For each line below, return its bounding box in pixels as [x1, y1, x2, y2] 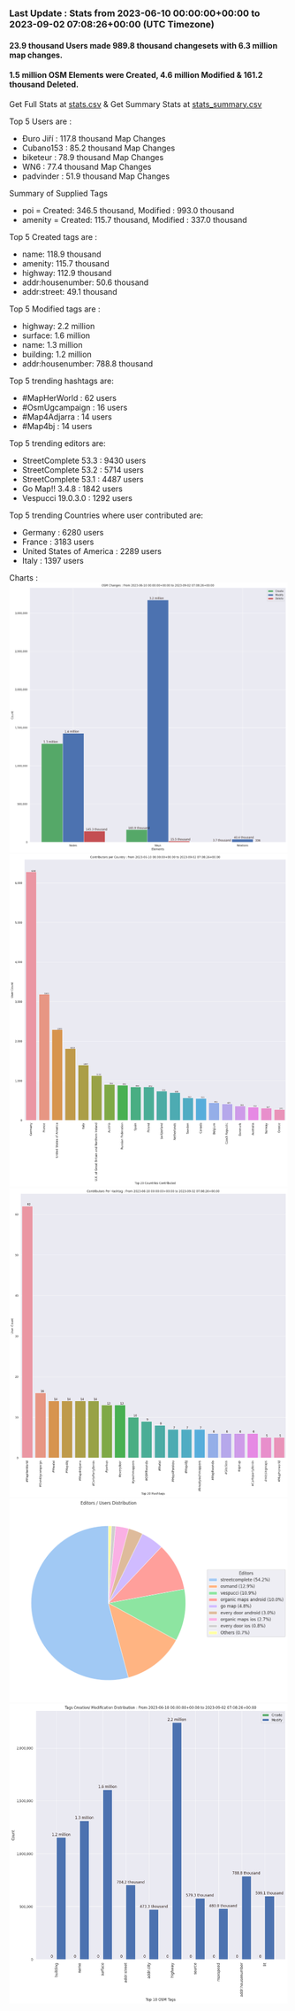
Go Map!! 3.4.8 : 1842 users [21, 483, 124, 494]
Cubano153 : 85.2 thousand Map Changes [21, 143, 176, 153]
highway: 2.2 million [21, 320, 95, 331]
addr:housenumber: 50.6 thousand [21, 277, 149, 288]
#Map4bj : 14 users [21, 420, 93, 431]
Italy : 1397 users [21, 555, 84, 566]
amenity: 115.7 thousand [21, 258, 110, 268]
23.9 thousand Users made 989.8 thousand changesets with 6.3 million [9, 40, 278, 50]
